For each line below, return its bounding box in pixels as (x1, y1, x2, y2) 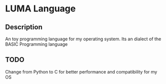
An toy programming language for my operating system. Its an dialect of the (5, 36, 161, 42)
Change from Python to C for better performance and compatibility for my (5, 69, 157, 75)
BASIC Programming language (5, 41, 68, 47)
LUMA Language (5, 3, 76, 14)
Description (5, 23, 42, 31)
